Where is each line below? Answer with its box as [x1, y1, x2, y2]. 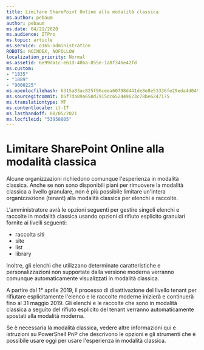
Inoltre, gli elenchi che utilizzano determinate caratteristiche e [6, 262, 161, 269]
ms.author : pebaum [6, 15, 53, 21]
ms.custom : [6, 65, 34, 72]
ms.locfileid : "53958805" [6, 116, 72, 122]
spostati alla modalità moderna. [6, 312, 85, 320]
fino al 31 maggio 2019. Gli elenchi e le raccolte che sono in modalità [6, 300, 177, 307]
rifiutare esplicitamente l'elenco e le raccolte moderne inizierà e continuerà [6, 293, 194, 300]
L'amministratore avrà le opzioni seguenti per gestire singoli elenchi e [6, 206, 180, 214]
